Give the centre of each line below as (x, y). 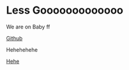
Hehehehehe (22, 50)
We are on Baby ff (28, 27)
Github (14, 38)
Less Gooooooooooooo (65, 10)
